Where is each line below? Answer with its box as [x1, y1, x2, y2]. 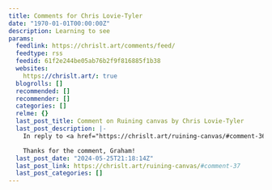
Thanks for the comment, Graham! [23, 146, 136, 154]
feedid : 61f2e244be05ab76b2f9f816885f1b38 [15, 57, 161, 65]
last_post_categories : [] [15, 169, 104, 178]
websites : [15, 65, 49, 73]
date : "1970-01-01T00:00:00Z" [8, 19, 111, 27]
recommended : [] [15, 87, 70, 95]
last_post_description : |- [15, 125, 107, 133]
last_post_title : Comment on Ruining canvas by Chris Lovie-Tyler [15, 117, 244, 125]
